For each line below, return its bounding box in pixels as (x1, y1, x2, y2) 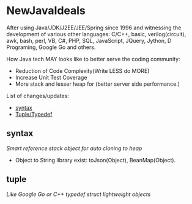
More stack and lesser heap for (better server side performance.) (15, 80, 180, 88)
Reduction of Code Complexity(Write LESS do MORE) (15, 67, 150, 74)
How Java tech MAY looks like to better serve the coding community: (6, 55, 180, 62)
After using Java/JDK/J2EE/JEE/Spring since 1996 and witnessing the (6, 24, 182, 31)
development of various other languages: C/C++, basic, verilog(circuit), (6, 30, 186, 37)
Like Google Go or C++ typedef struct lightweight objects (6, 191, 151, 198)
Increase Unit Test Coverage (15, 74, 87, 81)
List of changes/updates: (6, 92, 69, 99)
